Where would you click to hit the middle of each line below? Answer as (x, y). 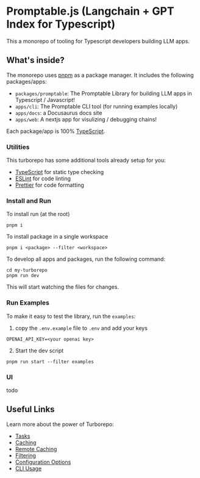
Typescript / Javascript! (45, 100)
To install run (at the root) (38, 214)
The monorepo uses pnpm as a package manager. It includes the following (100, 75)
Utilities (18, 147)
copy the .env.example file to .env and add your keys (81, 328)
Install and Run (29, 201)
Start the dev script (39, 350)
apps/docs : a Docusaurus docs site (59, 113)
